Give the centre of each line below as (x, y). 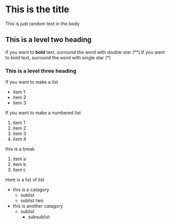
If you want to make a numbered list (43, 113)
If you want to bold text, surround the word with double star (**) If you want (85, 52)
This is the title (37, 9)
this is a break (20, 149)
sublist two (32, 200)
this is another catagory (38, 206)
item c (19, 170)
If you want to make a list (32, 82)
